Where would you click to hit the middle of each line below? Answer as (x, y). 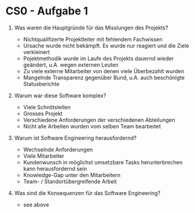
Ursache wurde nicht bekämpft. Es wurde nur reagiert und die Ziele (106, 46)
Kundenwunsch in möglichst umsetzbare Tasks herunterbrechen (103, 162)
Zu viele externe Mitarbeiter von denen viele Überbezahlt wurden (104, 71)
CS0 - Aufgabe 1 (47, 11)
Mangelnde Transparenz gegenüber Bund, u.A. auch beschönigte (104, 77)
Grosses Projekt (43, 113)
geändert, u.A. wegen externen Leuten (71, 65)
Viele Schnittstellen (47, 107)
